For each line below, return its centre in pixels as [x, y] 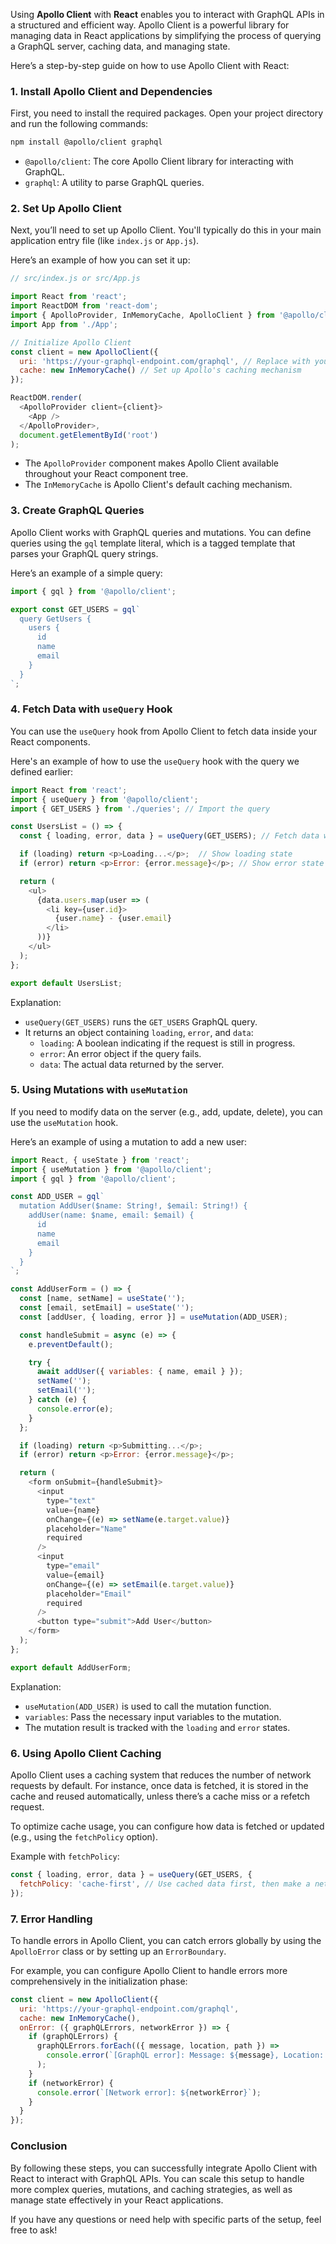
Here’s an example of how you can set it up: [100, 260]
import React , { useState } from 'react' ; [100, 1160]
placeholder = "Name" [87, 1529]
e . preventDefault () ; [71, 1344]
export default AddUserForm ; [71, 1667]
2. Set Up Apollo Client [66, 209]
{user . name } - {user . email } [113, 919]
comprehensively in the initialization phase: [99, 1981]
